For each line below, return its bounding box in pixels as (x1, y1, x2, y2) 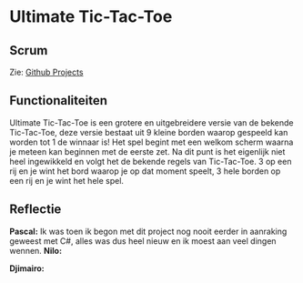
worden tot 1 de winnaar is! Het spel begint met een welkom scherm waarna (9, 136, 294, 147)
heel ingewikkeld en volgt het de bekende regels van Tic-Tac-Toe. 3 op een (9, 156, 292, 167)
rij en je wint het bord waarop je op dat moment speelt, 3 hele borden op (9, 166, 281, 177)
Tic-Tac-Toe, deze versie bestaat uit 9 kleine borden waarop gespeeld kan (9, 126, 288, 137)
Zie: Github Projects (9, 66, 84, 77)
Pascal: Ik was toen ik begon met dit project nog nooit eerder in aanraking (9, 226, 288, 237)
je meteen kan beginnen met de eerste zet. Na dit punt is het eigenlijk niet (9, 146, 286, 157)
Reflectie (9, 202, 62, 217)
